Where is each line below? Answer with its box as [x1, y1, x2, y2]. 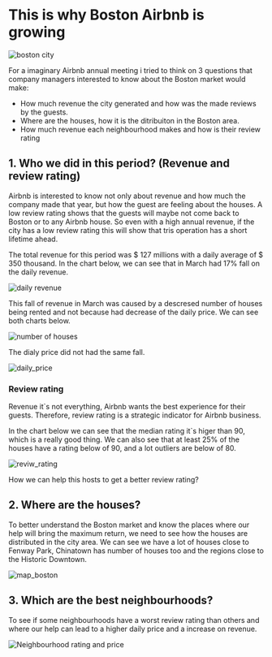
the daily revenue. [8, 266, 69, 277]
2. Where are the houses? [8, 498, 141, 512]
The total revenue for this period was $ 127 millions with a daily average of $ [8, 249, 264, 259]
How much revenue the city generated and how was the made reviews [19, 98, 257, 108]
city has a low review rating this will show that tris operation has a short [8, 225, 248, 235]
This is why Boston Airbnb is [8, 6, 205, 24]
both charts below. [8, 315, 71, 326]
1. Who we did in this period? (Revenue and [8, 157, 230, 171]
